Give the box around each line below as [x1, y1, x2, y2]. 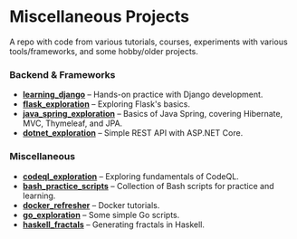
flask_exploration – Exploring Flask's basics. [22, 99, 190, 110]
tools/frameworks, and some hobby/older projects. [9, 45, 199, 56]
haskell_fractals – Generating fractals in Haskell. [22, 219, 206, 230]
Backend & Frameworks [9, 68, 116, 81]
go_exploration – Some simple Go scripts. [22, 209, 180, 220]
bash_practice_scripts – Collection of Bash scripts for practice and [22, 180, 274, 191]
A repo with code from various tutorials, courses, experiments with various [9, 36, 288, 47]
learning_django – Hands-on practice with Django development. [22, 89, 263, 100]
